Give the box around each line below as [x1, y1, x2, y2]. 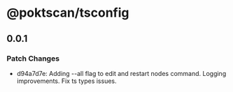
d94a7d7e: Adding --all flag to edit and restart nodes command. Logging [16, 69, 227, 77]
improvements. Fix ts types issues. [16, 77, 117, 85]
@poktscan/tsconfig [6, 5, 130, 21]
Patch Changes [6, 54, 60, 63]
